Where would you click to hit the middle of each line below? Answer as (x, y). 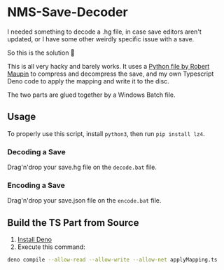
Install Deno (35, 240)
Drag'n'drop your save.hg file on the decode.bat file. (82, 167)
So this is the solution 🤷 (41, 53)
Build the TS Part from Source (73, 223)
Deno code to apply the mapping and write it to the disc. (88, 81)
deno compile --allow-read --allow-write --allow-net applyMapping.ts (112, 260)
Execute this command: (51, 247)
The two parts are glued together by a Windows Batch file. (92, 95)
